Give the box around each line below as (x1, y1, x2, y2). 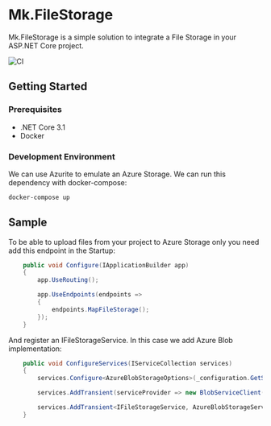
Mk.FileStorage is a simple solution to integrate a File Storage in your (8, 32, 236, 42)
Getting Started (8, 80, 88, 93)
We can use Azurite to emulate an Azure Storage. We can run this (8, 169, 226, 179)
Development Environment (8, 151, 115, 162)
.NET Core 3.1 (19, 122, 66, 132)
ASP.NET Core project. (8, 40, 85, 50)
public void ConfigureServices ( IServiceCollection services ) (23, 359, 232, 367)
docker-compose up (8, 193, 70, 201)
